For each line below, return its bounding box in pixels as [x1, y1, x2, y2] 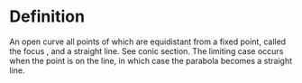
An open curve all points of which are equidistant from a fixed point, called [9, 36, 287, 47]
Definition [9, 6, 86, 27]
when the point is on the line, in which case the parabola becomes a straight [9, 55, 293, 66]
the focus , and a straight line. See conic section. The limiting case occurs [9, 45, 284, 56]
